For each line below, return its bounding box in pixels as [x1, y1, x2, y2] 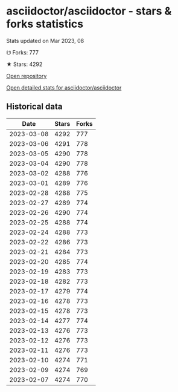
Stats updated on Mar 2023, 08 [6, 37, 84, 44]
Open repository [6, 72, 47, 79]
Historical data [6, 102, 63, 112]
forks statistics [6, 17, 83, 31]
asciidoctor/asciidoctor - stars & [6, 4, 172, 18]
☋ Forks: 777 [6, 48, 39, 56]
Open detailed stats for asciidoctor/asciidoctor [6, 83, 122, 91]
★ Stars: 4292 [6, 60, 43, 68]
